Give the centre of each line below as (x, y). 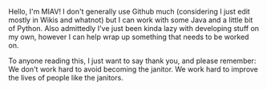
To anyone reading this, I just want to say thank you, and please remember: (132, 61)
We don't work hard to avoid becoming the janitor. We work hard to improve (133, 69)
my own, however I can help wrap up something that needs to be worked (129, 37)
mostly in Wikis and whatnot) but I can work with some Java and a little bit (131, 20)
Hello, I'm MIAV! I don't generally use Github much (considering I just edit (129, 12)
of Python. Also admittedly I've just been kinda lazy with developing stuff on (133, 28)
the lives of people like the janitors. (66, 78)
